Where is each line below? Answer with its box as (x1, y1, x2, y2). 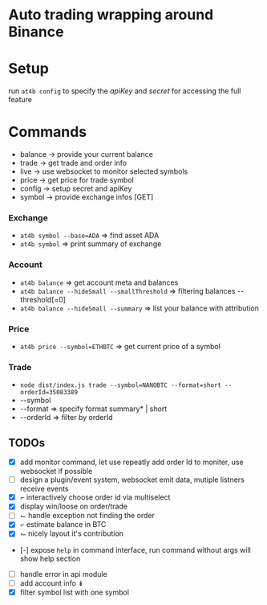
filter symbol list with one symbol (19, 587, 130, 597)
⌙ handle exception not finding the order (19, 511, 155, 521)
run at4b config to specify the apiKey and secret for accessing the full (8, 86, 242, 96)
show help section (19, 554, 81, 563)
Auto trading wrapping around (8, 6, 214, 24)
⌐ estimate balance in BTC (19, 520, 107, 529)
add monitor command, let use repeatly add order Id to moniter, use (19, 457, 244, 467)
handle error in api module (19, 569, 107, 578)
